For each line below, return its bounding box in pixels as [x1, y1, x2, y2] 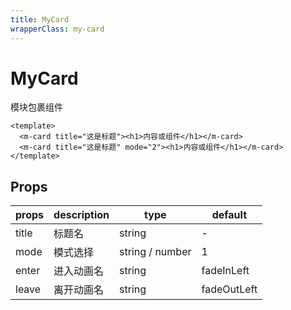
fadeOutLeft [201, 282, 258, 296]
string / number [119, 245, 192, 259]
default [211, 208, 248, 222]
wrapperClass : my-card [10, 24, 105, 34]
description [53, 208, 110, 222]
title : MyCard [10, 14, 70, 25]
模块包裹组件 [10, 101, 63, 113]
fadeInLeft [201, 264, 250, 278]
